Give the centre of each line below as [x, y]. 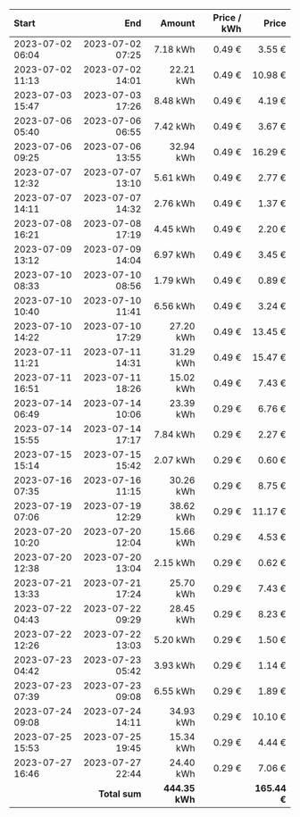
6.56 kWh [174, 306]
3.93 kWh [174, 666]
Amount [178, 23]
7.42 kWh [174, 126]
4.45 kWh [174, 229]
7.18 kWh [174, 50]
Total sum [120, 794]
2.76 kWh [174, 203]
